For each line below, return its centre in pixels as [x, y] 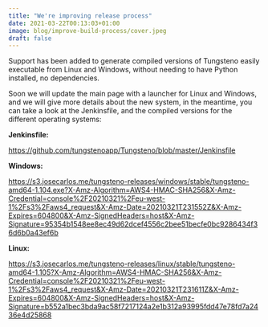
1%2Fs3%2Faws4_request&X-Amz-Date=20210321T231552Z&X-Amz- [125, 207]
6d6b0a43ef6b [33, 233]
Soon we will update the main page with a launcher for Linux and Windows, [133, 94]
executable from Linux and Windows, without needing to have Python [123, 70]
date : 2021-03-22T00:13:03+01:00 [64, 23]
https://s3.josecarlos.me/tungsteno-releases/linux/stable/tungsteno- [122, 264]
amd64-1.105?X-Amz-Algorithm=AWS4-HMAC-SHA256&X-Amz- [115, 272]
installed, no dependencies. [54, 78]
